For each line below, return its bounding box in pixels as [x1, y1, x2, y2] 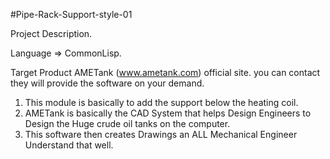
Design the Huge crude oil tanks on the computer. [24, 118, 231, 129]
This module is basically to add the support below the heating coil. [24, 97, 299, 108]
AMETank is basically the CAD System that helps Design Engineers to [24, 107, 312, 119]
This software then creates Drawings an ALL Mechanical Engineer [24, 129, 298, 140]
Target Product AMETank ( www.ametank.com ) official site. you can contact [10, 67, 321, 78]
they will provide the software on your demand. [10, 77, 205, 89]
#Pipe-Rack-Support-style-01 [10, 9, 133, 20]
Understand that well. [24, 139, 114, 151]
